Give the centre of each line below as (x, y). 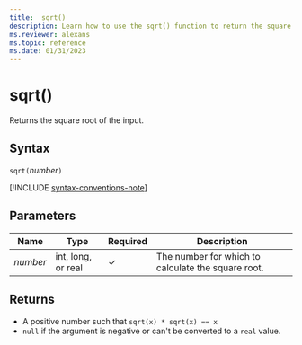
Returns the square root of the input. (77, 120)
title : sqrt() (38, 18)
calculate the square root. (210, 268)
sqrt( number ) (36, 170)
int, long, (74, 256)
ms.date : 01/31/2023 (48, 51)
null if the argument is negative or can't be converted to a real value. (151, 331)
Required (128, 241)
